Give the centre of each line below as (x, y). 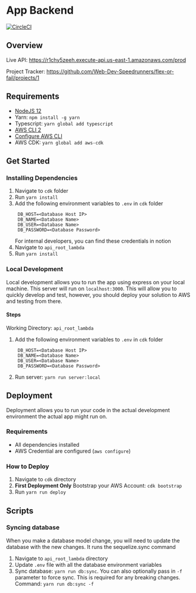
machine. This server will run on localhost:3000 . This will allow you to (91, 288)
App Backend (40, 10)
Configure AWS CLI (38, 136)
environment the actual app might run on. (57, 416)
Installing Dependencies (42, 178)
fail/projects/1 (23, 77)
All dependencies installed (47, 444)
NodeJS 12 (28, 111)
